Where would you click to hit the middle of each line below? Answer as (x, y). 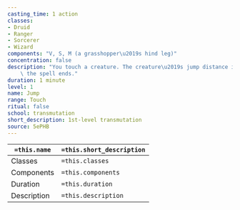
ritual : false (29, 107)
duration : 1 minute (36, 80)
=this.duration (87, 184)
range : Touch (27, 100)
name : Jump (24, 93)
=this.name (32, 149)
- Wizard (20, 47)
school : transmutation (41, 113)
